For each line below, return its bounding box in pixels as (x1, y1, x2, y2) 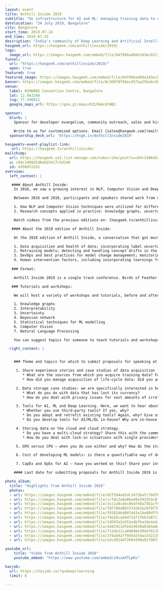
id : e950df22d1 (9, 164, 40, 169)
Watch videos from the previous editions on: (14, 217, 108, 223)
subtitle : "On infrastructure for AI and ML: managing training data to (5, 16, 155, 21)
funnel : (5, 57, 21, 62)
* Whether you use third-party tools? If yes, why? (22, 408, 130, 413)
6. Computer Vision (14, 324, 53, 329)
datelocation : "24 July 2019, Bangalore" (5, 20, 90, 26)
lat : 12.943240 (9, 93, 40, 98)
